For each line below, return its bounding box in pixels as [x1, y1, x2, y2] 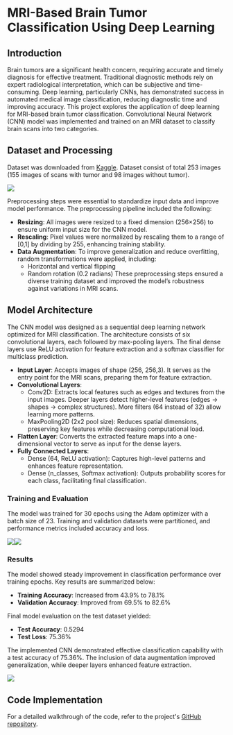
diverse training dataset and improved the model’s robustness [27, 276, 205, 285]
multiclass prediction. [7, 352, 69, 360]
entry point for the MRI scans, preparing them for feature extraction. [17, 373, 212, 381]
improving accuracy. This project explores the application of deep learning [7, 103, 220, 110]
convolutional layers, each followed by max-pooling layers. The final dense [7, 337, 221, 346]
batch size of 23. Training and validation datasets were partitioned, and [7, 516, 211, 525]
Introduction [7, 47, 62, 59]
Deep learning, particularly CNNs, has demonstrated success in [42, 88, 224, 96]
